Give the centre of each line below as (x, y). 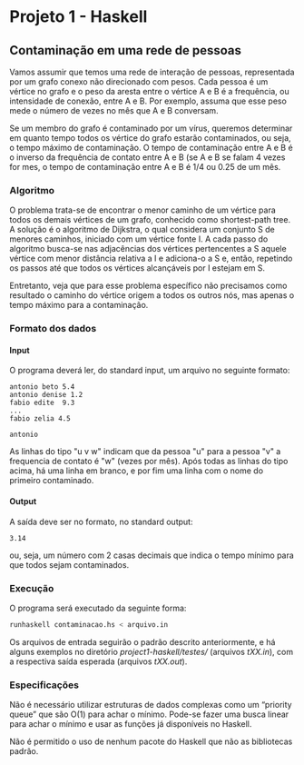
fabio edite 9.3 (42, 403)
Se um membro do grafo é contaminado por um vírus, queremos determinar (151, 128)
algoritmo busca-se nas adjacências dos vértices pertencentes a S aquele (148, 249)
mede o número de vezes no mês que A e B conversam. (114, 110)
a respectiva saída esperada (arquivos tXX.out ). (98, 661)
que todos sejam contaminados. (69, 564)
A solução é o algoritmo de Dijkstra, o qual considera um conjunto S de (142, 230)
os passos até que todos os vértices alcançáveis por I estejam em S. (137, 268)
